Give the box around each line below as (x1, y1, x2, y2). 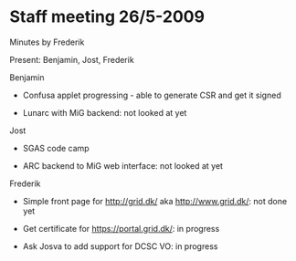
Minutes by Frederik (9, 37, 85, 47)
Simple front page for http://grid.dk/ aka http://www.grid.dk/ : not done (22, 195, 288, 206)
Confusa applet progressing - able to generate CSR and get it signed (22, 89, 281, 100)
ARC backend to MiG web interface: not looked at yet (22, 160, 224, 171)
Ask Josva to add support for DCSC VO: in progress (22, 240, 218, 252)
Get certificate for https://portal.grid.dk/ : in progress (22, 223, 220, 234)
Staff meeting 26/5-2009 (9, 6, 206, 27)
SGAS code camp (22, 142, 90, 153)
